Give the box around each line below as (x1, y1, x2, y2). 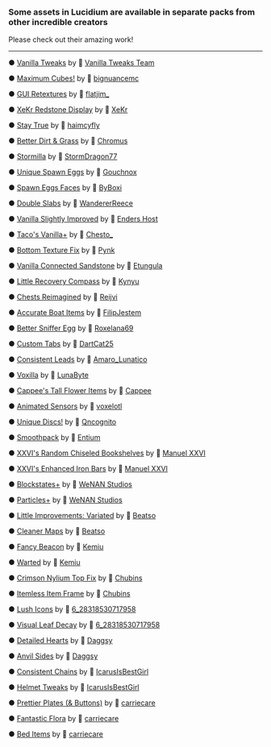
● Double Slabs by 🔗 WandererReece (8, 198, 133, 208)
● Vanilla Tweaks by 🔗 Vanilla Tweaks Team (8, 58, 155, 68)
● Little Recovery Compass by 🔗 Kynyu (8, 276, 140, 286)
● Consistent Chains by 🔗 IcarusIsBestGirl (8, 667, 149, 677)
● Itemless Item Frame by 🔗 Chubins (8, 589, 131, 599)
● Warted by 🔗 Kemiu (8, 558, 81, 567)
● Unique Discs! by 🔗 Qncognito (8, 417, 117, 427)
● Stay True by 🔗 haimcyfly (8, 120, 101, 131)
